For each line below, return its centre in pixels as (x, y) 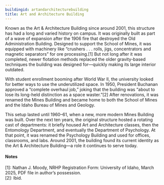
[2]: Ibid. (14, 178)
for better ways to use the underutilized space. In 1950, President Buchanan (82, 84)
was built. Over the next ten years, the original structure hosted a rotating (79, 120)
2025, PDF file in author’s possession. (43, 173)
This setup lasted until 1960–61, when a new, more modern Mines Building (80, 114)
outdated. (15, 69)
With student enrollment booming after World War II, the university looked (79, 79)
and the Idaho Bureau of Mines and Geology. (50, 105)
